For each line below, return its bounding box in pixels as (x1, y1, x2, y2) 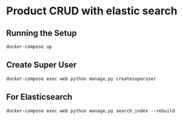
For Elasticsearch (6, 92, 73, 102)
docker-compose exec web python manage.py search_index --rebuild (6, 107, 175, 114)
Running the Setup (6, 28, 77, 38)
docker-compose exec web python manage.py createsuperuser (6, 76, 157, 82)
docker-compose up (6, 44, 52, 50)
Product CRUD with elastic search (6, 4, 178, 18)
